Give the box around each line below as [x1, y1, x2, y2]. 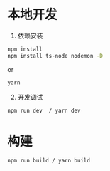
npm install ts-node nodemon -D [7, 52, 103, 59]
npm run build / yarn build [7, 157, 91, 165]
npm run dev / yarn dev [7, 107, 81, 114]
